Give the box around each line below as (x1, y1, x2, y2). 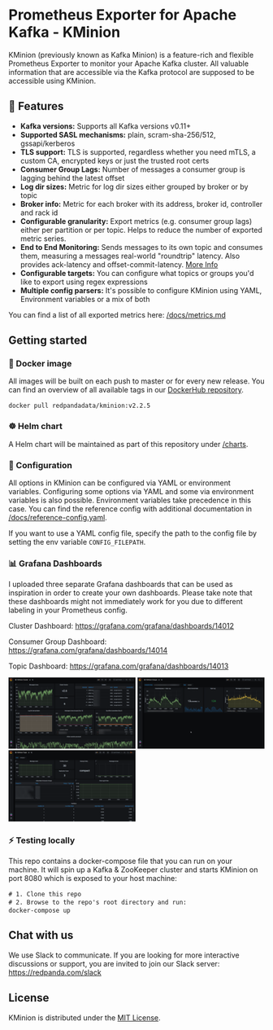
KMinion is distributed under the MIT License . (8, 1012, 161, 1023)
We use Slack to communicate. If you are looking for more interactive (8, 950, 240, 960)
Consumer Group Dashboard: (8, 637, 107, 646)
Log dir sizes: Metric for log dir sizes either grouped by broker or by (19, 182, 249, 191)
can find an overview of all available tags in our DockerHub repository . (8, 385, 244, 395)
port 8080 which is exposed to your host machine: (8, 873, 177, 883)
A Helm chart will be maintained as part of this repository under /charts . (8, 439, 249, 449)
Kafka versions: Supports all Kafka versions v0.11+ (19, 121, 191, 131)
